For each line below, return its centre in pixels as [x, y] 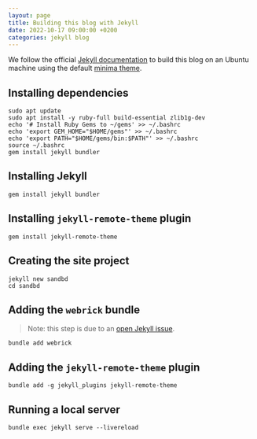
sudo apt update [35, 111]
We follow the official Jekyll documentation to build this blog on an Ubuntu [128, 60]
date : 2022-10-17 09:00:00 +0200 [63, 30]
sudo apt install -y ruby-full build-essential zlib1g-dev [107, 118]
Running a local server [64, 409]
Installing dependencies [68, 92]
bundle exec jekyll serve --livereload [73, 427]
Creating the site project [69, 261]
